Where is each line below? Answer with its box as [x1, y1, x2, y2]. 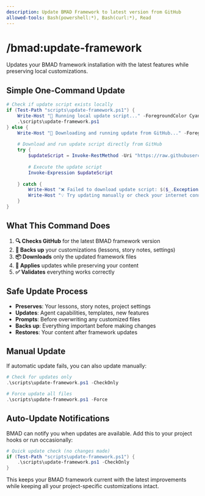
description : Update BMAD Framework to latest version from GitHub [6, 9, 182, 15]
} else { [6, 124, 29, 130]
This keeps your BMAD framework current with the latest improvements [6, 476, 187, 483]
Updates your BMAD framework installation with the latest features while [6, 61, 189, 68]
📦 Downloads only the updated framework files [15, 253, 137, 260]
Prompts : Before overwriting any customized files [15, 315, 140, 323]
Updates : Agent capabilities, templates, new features [15, 309, 149, 316]
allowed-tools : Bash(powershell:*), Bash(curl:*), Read [6, 15, 151, 21]
